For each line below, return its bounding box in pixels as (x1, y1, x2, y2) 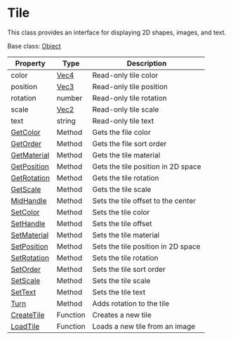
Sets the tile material (92, 230, 160, 240)
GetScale (11, 184, 41, 194)
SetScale (11, 275, 41, 285)
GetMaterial (11, 150, 50, 159)
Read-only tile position (92, 81, 168, 91)
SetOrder (11, 264, 41, 274)
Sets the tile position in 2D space (92, 241, 201, 251)
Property (15, 58, 46, 68)
